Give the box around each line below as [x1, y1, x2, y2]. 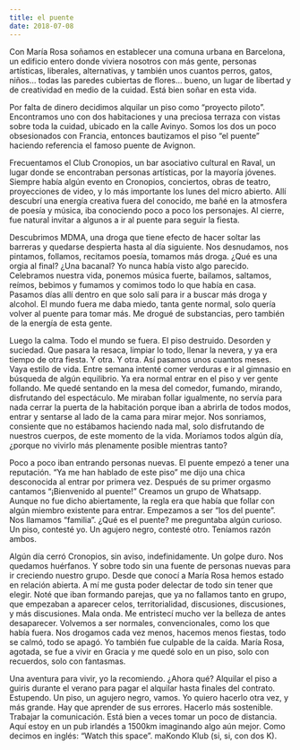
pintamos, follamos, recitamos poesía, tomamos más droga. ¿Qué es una [9, 250, 278, 261]
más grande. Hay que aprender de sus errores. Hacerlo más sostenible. [9, 702, 273, 712]
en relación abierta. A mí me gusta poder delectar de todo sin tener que [9, 580, 273, 590]
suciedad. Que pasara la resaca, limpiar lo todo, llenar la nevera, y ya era [9, 344, 278, 355]
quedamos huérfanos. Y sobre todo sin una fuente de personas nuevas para [9, 560, 291, 571]
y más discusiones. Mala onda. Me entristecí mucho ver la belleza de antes [9, 607, 287, 619]
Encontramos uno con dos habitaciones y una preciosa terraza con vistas [9, 111, 280, 122]
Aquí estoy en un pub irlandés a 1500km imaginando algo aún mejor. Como [9, 720, 286, 731]
